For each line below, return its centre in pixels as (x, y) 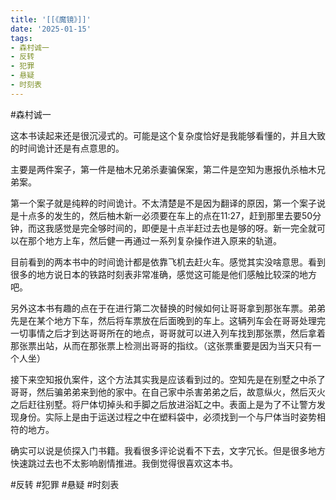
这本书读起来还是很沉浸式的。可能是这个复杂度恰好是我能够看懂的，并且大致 (168, 135)
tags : (21, 38)
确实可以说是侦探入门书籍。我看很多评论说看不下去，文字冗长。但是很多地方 (168, 450)
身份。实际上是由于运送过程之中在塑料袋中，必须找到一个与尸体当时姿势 (167, 417)
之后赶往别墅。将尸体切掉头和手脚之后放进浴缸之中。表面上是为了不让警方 (163, 404)
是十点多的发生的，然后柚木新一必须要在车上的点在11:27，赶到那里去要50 (161, 215)
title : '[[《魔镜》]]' (51, 19)
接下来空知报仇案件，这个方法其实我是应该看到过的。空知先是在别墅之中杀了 (168, 379)
